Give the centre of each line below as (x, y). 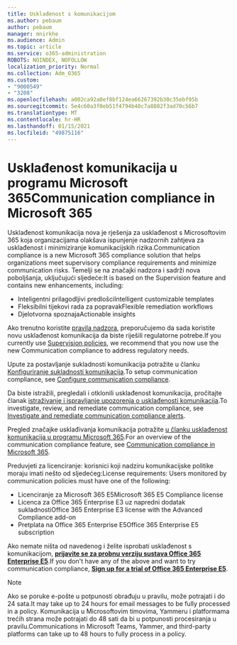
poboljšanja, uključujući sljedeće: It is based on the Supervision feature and (117, 278)
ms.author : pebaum (34, 21)
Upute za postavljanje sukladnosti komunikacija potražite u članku (104, 364)
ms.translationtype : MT (43, 113)
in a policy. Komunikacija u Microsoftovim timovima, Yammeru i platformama (118, 612)
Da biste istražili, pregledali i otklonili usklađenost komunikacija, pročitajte (115, 393)
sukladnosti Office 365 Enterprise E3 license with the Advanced (110, 510)
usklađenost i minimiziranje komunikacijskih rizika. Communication (104, 248)
